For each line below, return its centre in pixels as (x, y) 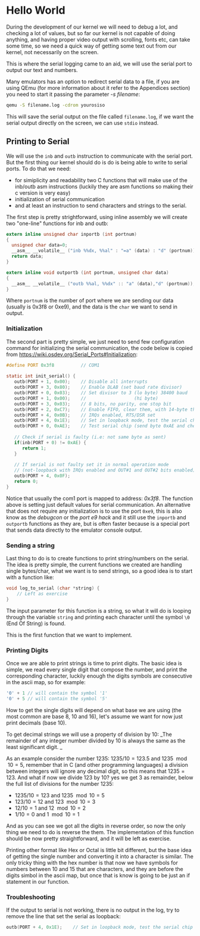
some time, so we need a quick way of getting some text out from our (91, 46)
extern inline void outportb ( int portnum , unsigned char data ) (87, 272)
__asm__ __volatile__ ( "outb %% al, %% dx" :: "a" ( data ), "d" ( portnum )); (104, 283)
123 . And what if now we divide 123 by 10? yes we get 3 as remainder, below (100, 777)
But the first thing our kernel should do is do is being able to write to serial (97, 162)
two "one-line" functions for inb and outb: (57, 223)
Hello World (36, 10)
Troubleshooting (31, 897)
